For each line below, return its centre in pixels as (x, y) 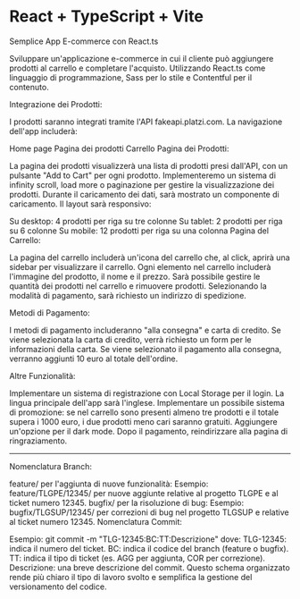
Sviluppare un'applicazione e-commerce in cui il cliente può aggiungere (142, 58)
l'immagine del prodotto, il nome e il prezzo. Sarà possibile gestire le (135, 276)
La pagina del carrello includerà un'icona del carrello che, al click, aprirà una (150, 257)
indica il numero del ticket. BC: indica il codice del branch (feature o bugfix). (149, 548)
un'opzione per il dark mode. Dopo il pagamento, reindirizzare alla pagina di (149, 431)
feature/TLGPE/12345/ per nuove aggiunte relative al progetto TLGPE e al (144, 493)
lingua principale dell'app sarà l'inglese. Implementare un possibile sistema (147, 402)
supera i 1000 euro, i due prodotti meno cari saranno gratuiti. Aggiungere (144, 421)
